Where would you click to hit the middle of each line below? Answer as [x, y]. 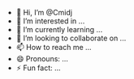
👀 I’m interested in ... [50, 21]
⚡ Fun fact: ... [38, 68]
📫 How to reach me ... [54, 47]
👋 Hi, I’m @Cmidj [44, 12]
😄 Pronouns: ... [42, 59]
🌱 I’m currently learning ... [59, 29]
